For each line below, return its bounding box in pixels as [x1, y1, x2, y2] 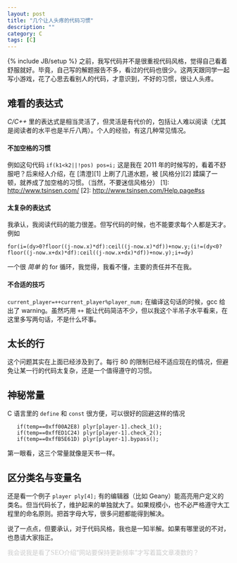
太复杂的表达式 [7, 203, 51, 212]
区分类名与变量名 [7, 471, 82, 484]
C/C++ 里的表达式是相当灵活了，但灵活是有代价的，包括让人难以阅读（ [7, 117, 214, 126]
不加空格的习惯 [7, 143, 51, 152]
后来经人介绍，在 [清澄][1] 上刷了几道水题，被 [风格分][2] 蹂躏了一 [25, 170, 218, 178]
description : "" [7, 23, 55, 30]
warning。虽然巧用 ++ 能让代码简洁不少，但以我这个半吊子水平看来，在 [20, 306, 228, 314]
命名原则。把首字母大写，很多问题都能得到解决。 [25, 509, 168, 518]
